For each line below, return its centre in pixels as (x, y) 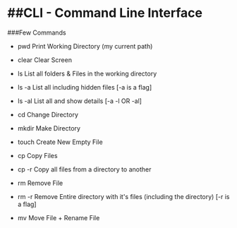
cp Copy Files (37, 155)
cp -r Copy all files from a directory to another (84, 169)
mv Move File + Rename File (59, 217)
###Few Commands (37, 32)
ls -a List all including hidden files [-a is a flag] (85, 87)
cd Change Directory (48, 114)
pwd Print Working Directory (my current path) (85, 46)
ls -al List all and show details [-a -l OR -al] (80, 101)
